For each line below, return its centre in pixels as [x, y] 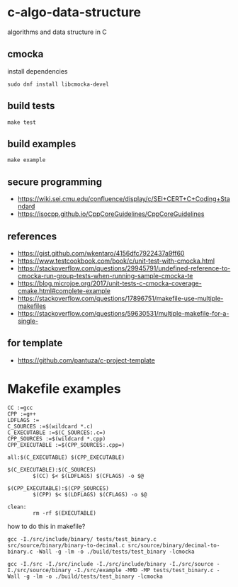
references [32, 236]
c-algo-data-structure [74, 12]
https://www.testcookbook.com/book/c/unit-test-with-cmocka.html [116, 261]
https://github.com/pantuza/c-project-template [86, 360]
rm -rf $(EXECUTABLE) [65, 513]
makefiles [32, 306]
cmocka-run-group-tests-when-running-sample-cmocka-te [105, 276]
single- [28, 321]
